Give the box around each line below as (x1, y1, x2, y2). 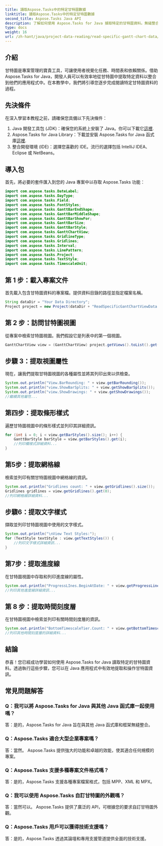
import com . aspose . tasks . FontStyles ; (5, 202, 81, 207)
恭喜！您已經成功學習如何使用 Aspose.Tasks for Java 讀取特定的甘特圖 (5, 659, 147, 665)
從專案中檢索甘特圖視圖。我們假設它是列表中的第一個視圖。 (5, 332, 124, 338)
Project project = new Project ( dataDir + (5, 304, 90, 309)
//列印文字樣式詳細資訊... (14, 541, 61, 546)
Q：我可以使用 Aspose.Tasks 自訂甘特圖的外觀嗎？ (5, 792, 125, 799)
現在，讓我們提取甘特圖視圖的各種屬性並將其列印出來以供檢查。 (5, 371, 132, 377)
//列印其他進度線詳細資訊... (5, 588, 56, 593)
